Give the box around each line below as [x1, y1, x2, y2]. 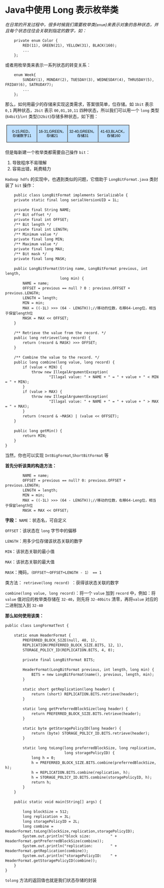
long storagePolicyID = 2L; [23, 819, 80, 824]
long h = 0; [31, 755, 56, 760]
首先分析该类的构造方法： [5, 462, 57, 468]
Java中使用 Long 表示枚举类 [5, 4, 119, 16]
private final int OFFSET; [14, 217, 69, 222]
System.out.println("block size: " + [23, 834, 117, 839]
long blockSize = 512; [23, 809, 69, 814]
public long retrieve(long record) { [14, 335, 91, 340]
